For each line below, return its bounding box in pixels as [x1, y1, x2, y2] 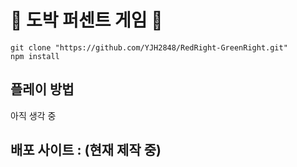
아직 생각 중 [10, 109, 57, 121]
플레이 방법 [10, 81, 75, 98]
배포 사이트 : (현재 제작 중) [10, 142, 162, 159]
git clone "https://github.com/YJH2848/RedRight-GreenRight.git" [10, 42, 288, 53]
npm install [10, 51, 60, 61]
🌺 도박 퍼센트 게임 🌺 [10, 9, 163, 32]
